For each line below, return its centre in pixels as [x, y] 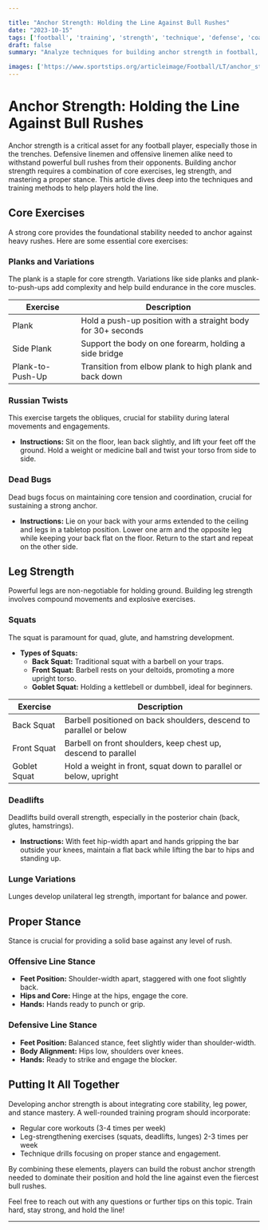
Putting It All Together [64, 1085]
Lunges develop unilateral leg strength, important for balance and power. [128, 897]
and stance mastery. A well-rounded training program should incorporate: [130, 1113]
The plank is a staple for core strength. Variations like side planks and [122, 279]
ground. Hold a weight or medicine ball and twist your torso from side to [138, 450]
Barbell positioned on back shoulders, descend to [157, 720]
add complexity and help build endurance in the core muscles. [154, 288]
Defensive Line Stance [53, 1025]
